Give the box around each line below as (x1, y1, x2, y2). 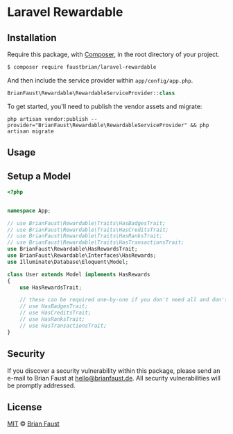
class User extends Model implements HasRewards (7, 271, 150, 278)
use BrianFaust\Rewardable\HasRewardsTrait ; (7, 246, 138, 253)
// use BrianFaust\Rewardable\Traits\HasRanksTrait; (7, 233, 163, 240)
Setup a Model (7, 170, 71, 182)
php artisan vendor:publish (7, 115, 89, 122)
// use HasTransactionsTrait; (19, 322, 107, 329)
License (7, 401, 42, 413)
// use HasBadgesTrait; (19, 303, 89, 310)
